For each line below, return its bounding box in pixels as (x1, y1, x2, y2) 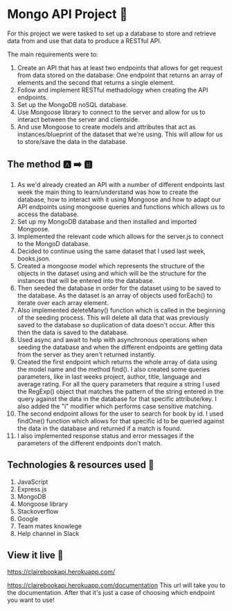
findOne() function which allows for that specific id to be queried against (17, 416, 225, 425)
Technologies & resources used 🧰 (7, 459, 154, 471)
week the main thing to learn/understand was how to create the (17, 188, 199, 196)
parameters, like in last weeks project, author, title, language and (17, 372, 202, 381)
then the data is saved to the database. (17, 328, 129, 336)
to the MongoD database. (17, 239, 90, 247)
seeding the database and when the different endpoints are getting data (17, 343, 223, 351)
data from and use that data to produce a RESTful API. (7, 36, 162, 44)
